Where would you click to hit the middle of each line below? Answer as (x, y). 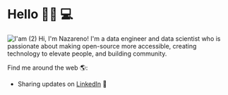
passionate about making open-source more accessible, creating (102, 46)
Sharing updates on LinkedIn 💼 (62, 84)
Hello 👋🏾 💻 (40, 14)
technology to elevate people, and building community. (87, 53)
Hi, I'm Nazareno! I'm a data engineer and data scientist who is (130, 38)
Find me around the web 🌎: (48, 68)
